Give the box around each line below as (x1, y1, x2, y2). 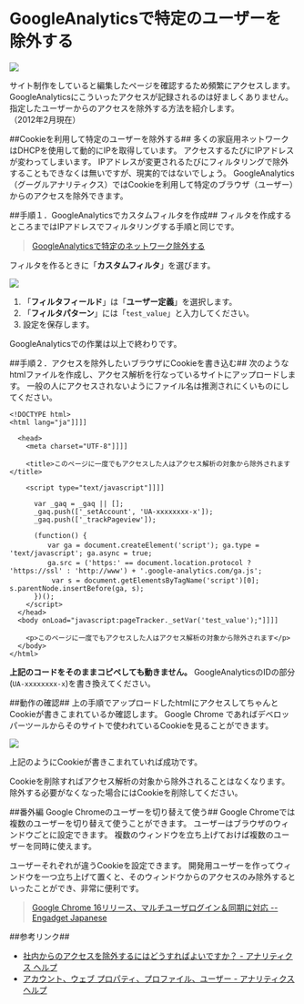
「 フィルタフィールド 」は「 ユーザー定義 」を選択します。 (22, 296, 238, 307)
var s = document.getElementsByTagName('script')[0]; (51, 575, 260, 585)
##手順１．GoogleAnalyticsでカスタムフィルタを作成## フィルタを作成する (9, 209, 292, 220)
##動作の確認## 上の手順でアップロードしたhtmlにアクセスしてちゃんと (9, 697, 279, 708)
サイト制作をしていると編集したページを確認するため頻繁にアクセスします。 (9, 79, 296, 91)
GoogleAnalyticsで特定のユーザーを (9, 8, 282, 29)
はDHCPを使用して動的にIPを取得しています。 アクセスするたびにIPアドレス (9, 145, 295, 156)
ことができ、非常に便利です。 (33, 882, 144, 893)
